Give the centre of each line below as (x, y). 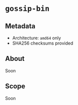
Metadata (20, 26)
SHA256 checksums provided (42, 43)
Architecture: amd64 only (37, 38)
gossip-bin (27, 9)
